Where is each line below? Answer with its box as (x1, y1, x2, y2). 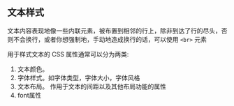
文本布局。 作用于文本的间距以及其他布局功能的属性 (17, 82, 166, 91)
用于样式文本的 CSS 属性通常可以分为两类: (7, 50, 129, 58)
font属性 (17, 91, 42, 99)
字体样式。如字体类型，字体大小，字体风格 (17, 73, 140, 82)
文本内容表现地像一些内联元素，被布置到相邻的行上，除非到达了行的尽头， (7, 26, 221, 35)
